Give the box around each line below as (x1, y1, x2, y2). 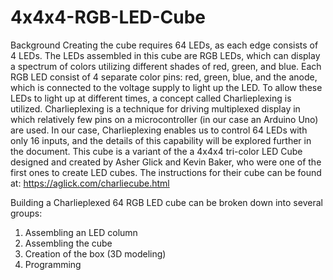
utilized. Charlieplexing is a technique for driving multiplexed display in (10, 102, 301, 115)
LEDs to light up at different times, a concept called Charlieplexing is (10, 92, 292, 104)
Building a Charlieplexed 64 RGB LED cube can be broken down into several (10, 196, 323, 208)
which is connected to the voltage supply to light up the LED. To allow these (10, 81, 323, 93)
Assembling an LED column (24, 226, 138, 238)
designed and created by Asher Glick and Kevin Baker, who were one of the (10, 156, 322, 168)
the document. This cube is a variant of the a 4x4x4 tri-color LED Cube (10, 145, 303, 157)
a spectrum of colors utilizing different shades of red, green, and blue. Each (10, 60, 322, 72)
